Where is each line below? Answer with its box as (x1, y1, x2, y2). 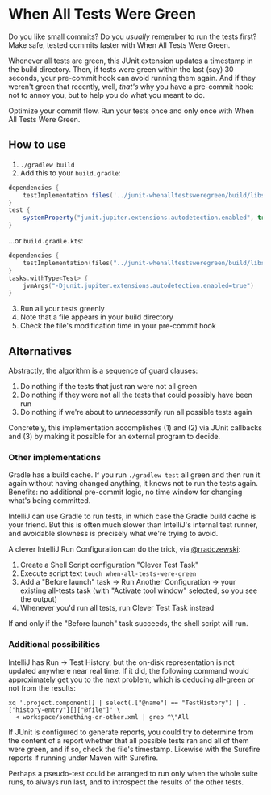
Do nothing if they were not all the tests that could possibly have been (19, 390, 252, 400)
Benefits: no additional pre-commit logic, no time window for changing (8, 487, 243, 497)
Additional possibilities (8, 639, 101, 650)
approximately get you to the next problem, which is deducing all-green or (8, 674, 256, 684)
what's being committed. (8, 496, 91, 505)
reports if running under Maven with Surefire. (8, 753, 159, 763)
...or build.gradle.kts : (8, 236, 84, 245)
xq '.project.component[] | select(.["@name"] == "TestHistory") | (8, 699, 240, 707)
